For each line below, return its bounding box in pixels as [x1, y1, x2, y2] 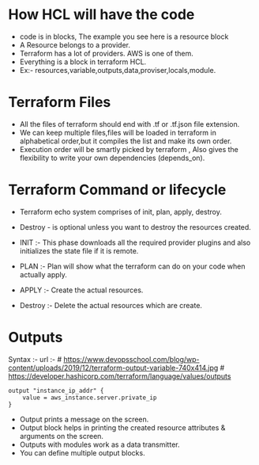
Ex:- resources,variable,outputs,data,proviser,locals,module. [19, 65, 216, 74]
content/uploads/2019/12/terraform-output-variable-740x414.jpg [8, 363, 219, 372]
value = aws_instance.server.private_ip [22, 394, 157, 402]
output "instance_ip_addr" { [8, 387, 104, 394]
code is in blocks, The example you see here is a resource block [19, 32, 229, 41]
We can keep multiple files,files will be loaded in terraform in [19, 128, 217, 137]
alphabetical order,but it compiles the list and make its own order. [19, 136, 232, 146]
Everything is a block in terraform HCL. [19, 57, 147, 67]
